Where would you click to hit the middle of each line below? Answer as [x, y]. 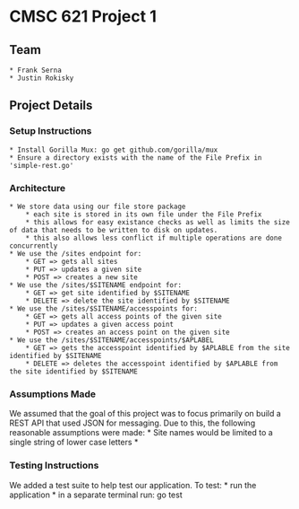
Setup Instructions [51, 131]
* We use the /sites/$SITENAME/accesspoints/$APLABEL [112, 340]
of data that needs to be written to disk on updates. [114, 230]
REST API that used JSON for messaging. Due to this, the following [132, 423]
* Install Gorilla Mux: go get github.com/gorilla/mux [114, 150]
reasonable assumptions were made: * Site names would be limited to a [141, 433]
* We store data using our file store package [98, 206]
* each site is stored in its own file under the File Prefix [144, 214]
